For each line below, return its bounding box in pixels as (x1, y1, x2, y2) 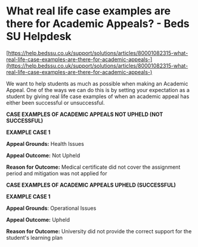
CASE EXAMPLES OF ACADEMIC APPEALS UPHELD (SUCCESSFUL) (6, 181, 176, 188)
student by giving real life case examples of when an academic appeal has (6, 93, 190, 100)
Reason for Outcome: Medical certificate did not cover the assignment (6, 163, 181, 170)
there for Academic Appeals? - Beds (6, 17, 190, 31)
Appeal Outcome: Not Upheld (6, 151, 81, 159)
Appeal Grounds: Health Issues (6, 140, 85, 147)
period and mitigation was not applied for (6, 169, 107, 177)
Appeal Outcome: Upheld (6, 216, 70, 223)
